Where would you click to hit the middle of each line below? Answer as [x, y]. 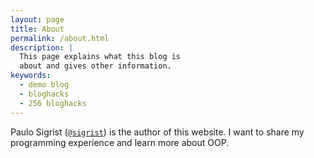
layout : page [37, 19]
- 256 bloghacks [53, 103]
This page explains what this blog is [100, 57]
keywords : [31, 76]
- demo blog [44, 85]
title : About [37, 29]
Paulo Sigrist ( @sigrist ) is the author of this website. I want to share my [157, 132]
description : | [42, 47]
